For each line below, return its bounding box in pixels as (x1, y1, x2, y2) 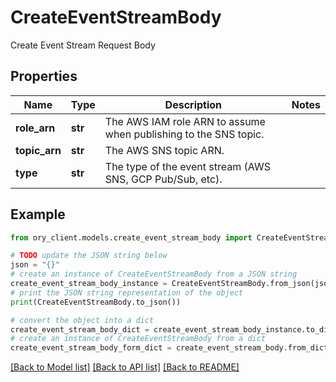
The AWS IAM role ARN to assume (104, 114, 266, 128)
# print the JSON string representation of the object (10, 287, 244, 298)
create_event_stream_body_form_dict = (10, 343, 172, 353)
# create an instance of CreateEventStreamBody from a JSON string (10, 269, 298, 280)
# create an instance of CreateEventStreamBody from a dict (10, 334, 267, 344)
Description (164, 97, 223, 111)
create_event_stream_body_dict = (10, 324, 150, 335)
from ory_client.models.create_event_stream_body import (10, 232, 253, 243)
